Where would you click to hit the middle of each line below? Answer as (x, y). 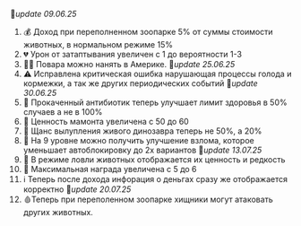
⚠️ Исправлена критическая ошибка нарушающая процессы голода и (157, 74)
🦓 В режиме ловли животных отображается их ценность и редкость (154, 160)
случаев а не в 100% (63, 112)
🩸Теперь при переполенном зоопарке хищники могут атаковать (148, 199)
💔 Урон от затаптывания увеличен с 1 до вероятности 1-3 (133, 54)
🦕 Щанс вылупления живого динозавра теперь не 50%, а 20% (142, 131)
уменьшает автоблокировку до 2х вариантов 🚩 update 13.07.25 (142, 150)
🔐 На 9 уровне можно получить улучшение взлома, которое (138, 140)
